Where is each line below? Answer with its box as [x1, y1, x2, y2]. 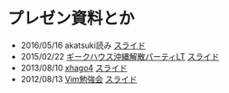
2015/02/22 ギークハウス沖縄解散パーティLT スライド [20, 51, 220, 61]
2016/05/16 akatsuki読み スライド [20, 40, 146, 51]
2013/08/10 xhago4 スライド [20, 62, 128, 73]
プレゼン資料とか [7, 8, 136, 29]
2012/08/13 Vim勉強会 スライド [20, 73, 138, 84]
